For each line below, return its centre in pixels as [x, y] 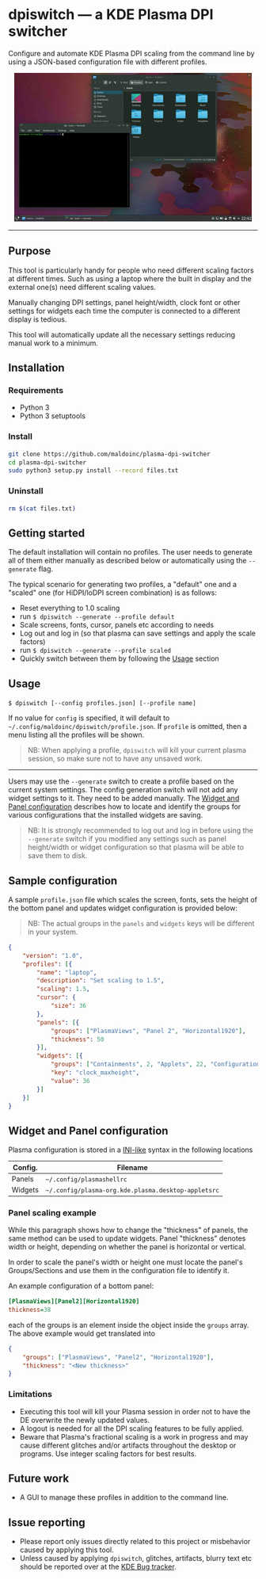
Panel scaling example [52, 1212]
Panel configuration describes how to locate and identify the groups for [125, 807]
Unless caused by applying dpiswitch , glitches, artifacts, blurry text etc [136, 1558]
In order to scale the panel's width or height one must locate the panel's [125, 1262]
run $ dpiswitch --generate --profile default [97, 616]
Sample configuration [63, 881]
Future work [39, 1479]
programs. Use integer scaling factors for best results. [108, 1453]
